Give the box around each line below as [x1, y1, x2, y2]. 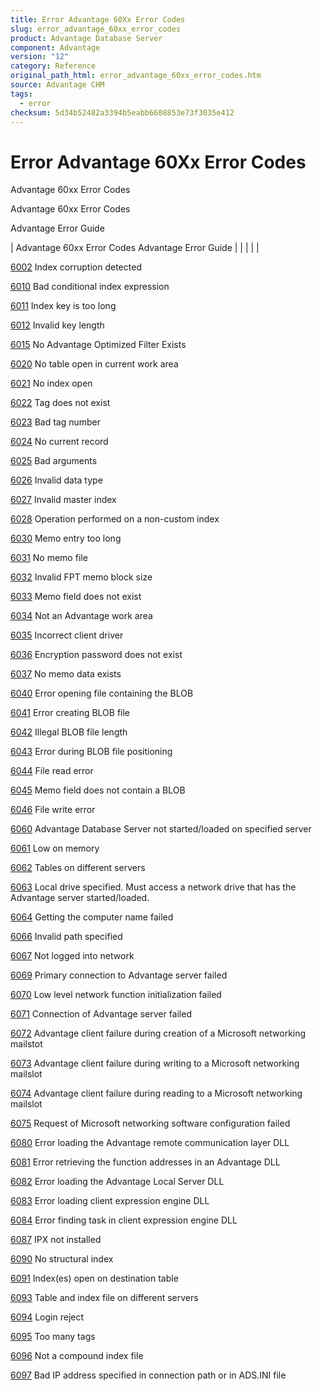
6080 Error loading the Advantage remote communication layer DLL [10, 1137, 290, 1149]
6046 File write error [10, 804, 96, 816]
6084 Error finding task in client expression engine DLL [10, 1214, 238, 1226]
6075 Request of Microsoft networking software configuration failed [10, 1117, 291, 1130]
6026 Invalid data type [10, 474, 103, 486]
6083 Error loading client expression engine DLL [10, 1195, 210, 1207]
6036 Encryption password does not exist [10, 649, 183, 661]
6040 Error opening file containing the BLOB [10, 687, 194, 700]
